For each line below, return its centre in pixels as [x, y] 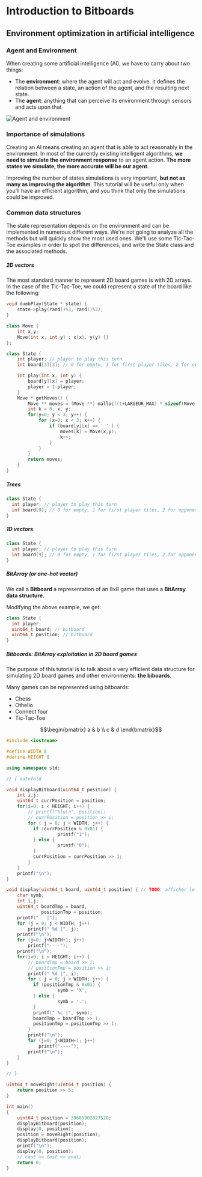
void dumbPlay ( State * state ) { [47, 304]
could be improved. [30, 197]
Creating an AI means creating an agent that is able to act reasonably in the [99, 147]
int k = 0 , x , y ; [49, 409]
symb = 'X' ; [72, 990]
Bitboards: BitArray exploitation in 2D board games [72, 654]
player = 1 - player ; [52, 387]
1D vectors [20, 529]
